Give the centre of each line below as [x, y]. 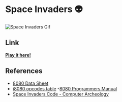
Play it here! [18, 55]
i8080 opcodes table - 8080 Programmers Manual [65, 88]
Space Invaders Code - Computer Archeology [61, 94]
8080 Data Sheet [30, 83]
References [24, 71]
